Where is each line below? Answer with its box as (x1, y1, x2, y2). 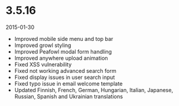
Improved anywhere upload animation (14, 54, 109, 61)
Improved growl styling (14, 42, 71, 49)
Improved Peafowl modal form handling (14, 48, 112, 55)
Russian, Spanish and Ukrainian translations (14, 93, 123, 100)
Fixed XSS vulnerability (14, 61, 72, 68)
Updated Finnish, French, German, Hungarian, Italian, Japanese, (14, 86, 174, 93)
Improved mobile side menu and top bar (14, 35, 114, 42)
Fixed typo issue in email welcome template (14, 79, 123, 87)
